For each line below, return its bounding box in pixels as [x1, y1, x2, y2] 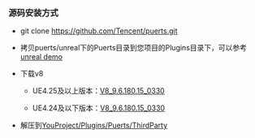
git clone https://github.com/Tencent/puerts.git [19, 26, 178, 36]
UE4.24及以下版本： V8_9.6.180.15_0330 [32, 103, 165, 113]
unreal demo [19, 52, 63, 62]
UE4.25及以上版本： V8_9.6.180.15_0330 [32, 86, 165, 96]
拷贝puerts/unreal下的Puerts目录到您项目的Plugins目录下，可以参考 [19, 43, 248, 53]
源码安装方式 [8, 6, 59, 18]
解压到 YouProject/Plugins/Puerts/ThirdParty [19, 120, 168, 131]
